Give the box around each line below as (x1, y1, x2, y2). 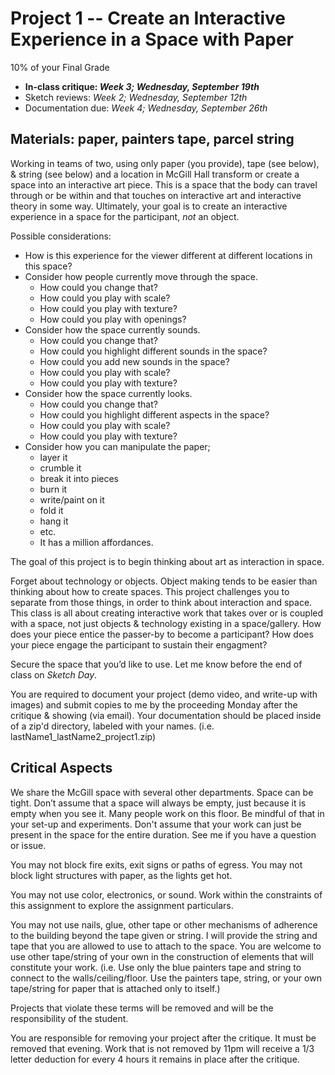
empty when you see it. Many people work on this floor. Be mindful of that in (10, 807, 325, 819)
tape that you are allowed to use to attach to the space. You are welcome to (10, 940, 322, 952)
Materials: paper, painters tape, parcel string (10, 131, 295, 148)
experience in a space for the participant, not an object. (10, 210, 240, 222)
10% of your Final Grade (10, 61, 110, 73)
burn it (39, 483, 68, 495)
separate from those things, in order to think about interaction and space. (10, 596, 313, 608)
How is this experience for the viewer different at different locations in (24, 249, 313, 261)
